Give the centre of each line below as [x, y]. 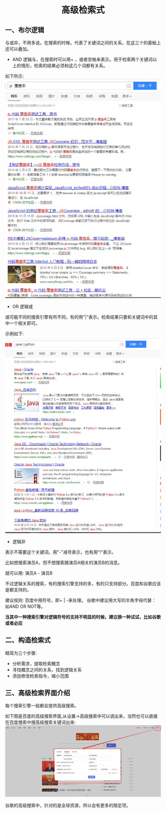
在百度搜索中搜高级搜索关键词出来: [41, 723]
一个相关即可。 [24, 323]
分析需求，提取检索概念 [36, 663]
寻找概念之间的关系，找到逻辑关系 [47, 670]
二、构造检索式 [28, 640]
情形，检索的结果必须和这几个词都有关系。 [64, 65]
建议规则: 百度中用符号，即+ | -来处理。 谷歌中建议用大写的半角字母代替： [81, 600]
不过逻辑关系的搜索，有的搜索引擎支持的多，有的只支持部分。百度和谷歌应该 [83, 583]
